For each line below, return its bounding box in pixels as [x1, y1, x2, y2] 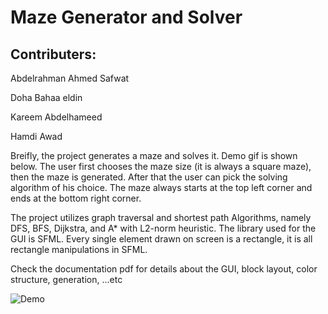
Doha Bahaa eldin [10, 92, 83, 103]
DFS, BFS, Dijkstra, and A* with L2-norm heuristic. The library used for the [10, 222, 317, 234]
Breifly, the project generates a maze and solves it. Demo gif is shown [10, 150, 298, 161]
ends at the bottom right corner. [10, 192, 142, 204]
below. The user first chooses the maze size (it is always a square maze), [10, 161, 312, 172]
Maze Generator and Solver [10, 6, 243, 29]
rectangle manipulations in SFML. [10, 244, 148, 255]
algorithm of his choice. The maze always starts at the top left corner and [10, 182, 313, 193]
